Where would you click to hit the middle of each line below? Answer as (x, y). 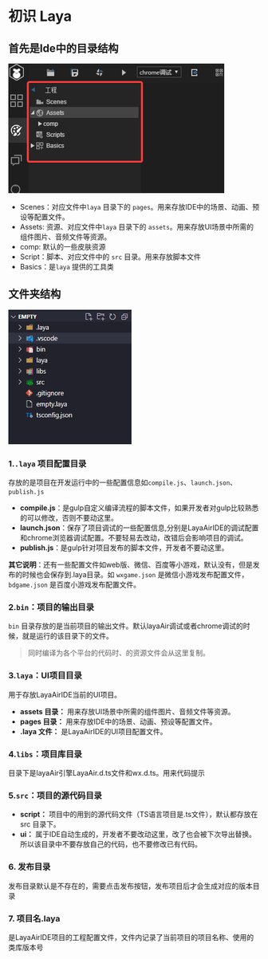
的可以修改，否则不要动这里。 (69, 518)
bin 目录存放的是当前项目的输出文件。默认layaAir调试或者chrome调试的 (126, 626)
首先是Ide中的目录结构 (63, 48)
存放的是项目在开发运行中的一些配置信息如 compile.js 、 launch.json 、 (123, 482)
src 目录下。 (40, 824)
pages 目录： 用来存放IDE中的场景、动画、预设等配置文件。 (118, 721)
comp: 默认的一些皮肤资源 (63, 247)
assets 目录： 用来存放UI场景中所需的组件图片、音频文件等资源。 (127, 711)
